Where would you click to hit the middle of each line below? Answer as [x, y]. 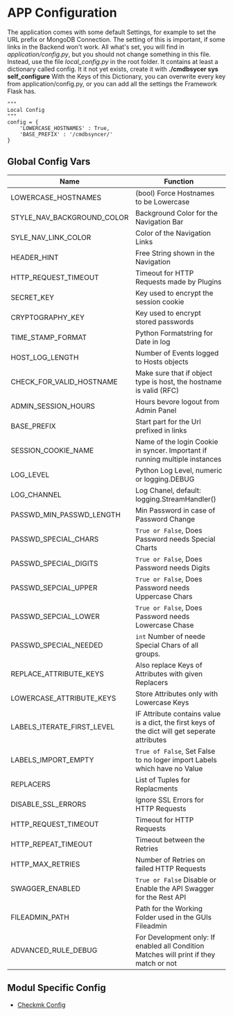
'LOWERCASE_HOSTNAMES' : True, [65, 128]
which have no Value [169, 768]
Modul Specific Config [57, 988]
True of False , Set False [175, 751]
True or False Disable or [176, 880]
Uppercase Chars [164, 596]
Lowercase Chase [164, 625]
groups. [148, 654]
